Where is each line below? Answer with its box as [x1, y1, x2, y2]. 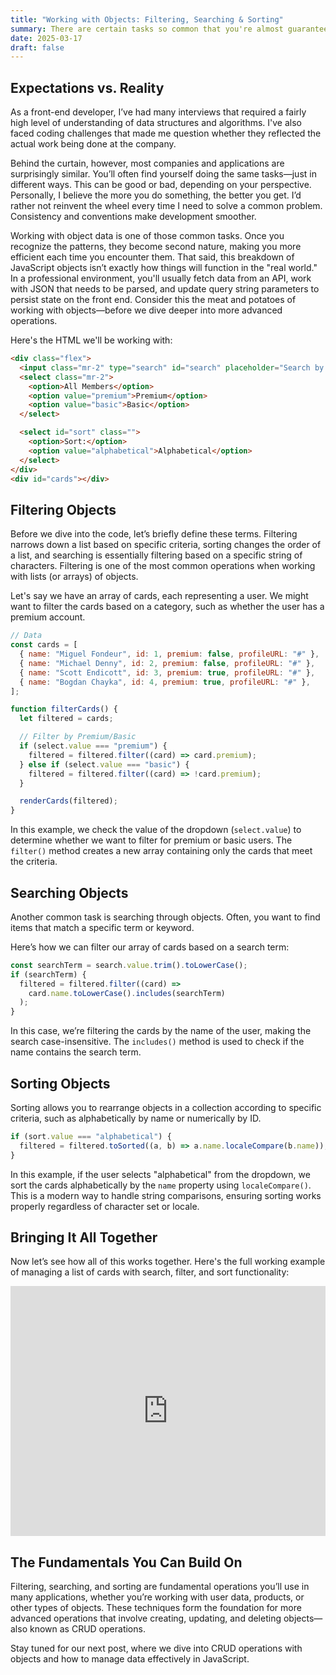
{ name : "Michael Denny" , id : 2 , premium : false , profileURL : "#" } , [19, 658, 316, 668]
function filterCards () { [10, 704, 118, 715]
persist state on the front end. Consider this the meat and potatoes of [10, 294, 297, 306]
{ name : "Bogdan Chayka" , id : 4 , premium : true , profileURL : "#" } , [19, 677, 311, 687]
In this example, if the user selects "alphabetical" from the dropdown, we [10, 1168, 311, 1180]
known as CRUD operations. [29, 1623, 146, 1635]
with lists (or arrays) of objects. [10, 571, 139, 583]
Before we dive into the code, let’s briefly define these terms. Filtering [10, 528, 298, 540]
